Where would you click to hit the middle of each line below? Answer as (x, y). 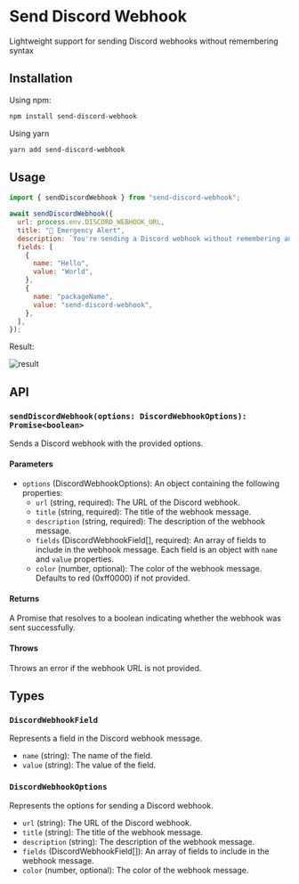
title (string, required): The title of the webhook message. (143, 512)
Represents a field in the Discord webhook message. (106, 738)
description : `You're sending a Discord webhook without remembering (149, 239)
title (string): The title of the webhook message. (112, 832)
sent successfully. (42, 628)
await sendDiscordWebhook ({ (61, 214)
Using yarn (29, 133)
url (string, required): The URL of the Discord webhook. (137, 503)
